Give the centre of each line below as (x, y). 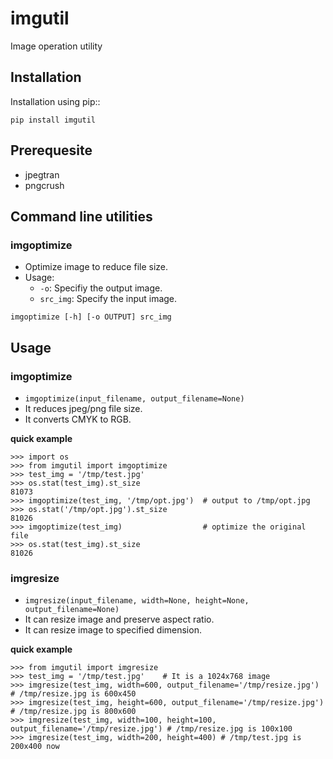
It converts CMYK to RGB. (78, 419)
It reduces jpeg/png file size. (83, 408)
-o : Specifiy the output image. (101, 288)
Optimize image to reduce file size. (96, 267)
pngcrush (44, 185)
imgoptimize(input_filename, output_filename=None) (134, 398)
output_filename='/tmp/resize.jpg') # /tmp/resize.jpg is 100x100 (151, 729)
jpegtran (42, 174)
